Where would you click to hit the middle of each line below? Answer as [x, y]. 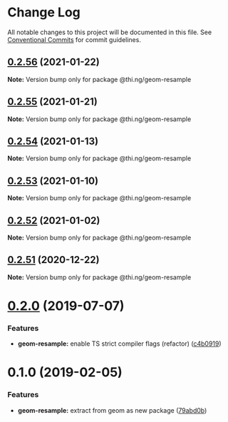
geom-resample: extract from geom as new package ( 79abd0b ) [112, 410]
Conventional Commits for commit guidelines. [74, 39]
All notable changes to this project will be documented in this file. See [110, 32]
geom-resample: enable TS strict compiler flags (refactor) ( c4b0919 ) [120, 344]
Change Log [44, 12]
